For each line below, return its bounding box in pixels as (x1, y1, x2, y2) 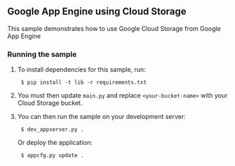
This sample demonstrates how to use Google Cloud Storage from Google (7, 24, 221, 32)
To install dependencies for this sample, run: (17, 65, 146, 74)
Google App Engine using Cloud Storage (7, 6, 187, 18)
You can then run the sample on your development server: (17, 113, 186, 121)
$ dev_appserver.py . (20, 126, 84, 133)
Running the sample (7, 49, 77, 59)
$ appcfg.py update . (20, 152, 84, 159)
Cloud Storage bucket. (17, 98, 83, 108)
